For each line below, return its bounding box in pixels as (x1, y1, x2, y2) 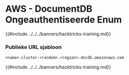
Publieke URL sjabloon (5, 43, 62, 51)
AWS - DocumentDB (5, 3, 93, 15)
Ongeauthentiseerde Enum (5, 14, 122, 26)
